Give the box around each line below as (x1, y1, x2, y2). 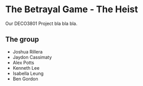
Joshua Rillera (12, 48, 43, 54)
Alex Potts (12, 60, 34, 66)
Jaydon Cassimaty (12, 54, 52, 60)
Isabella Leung (12, 70, 44, 76)
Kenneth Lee (12, 65, 40, 71)
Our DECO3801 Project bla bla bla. (5, 20, 78, 26)
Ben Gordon (12, 75, 38, 82)
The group (5, 35, 39, 44)
